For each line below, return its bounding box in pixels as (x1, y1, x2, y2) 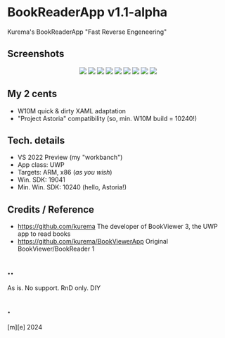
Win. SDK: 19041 (17, 175, 65, 184)
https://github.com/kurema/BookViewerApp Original (17, 237, 169, 246)
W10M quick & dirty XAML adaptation (17, 106, 127, 115)
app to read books (17, 230, 71, 238)
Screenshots (7, 48, 65, 60)
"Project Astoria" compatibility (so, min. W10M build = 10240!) (17, 114, 198, 123)
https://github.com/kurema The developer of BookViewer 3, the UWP (17, 223, 218, 231)
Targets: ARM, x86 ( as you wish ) (17, 168, 112, 177)
